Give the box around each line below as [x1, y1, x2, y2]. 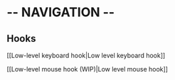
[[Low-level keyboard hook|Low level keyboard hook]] [6, 51, 166, 59]
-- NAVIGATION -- [6, 4, 115, 21]
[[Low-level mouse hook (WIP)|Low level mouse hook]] [6, 65, 169, 73]
